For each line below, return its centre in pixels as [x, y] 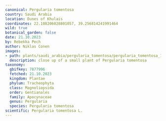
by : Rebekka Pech [23, 42]
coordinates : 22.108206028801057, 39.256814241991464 [62, 23]
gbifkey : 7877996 [27, 70]
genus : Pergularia [29, 102]
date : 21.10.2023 [23, 38]
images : [13, 51]
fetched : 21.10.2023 [31, 74]
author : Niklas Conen [27, 46]
